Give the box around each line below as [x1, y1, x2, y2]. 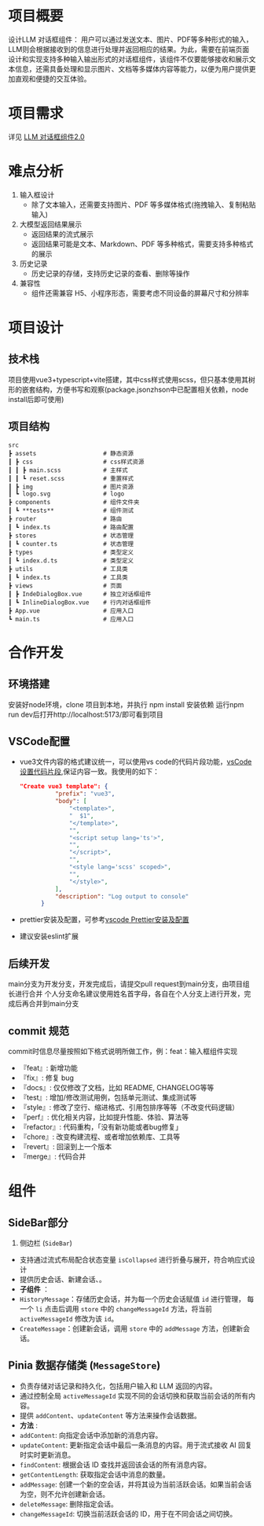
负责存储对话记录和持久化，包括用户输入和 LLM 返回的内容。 [19, 1381, 218, 1391]
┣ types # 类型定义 [8, 548, 134, 556]
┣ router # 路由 [8, 514, 123, 523]
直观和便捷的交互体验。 [14, 74, 91, 83]
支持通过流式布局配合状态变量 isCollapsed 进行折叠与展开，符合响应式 [19, 1255, 249, 1264]
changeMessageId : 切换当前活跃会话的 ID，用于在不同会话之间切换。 [19, 1509, 237, 1518]
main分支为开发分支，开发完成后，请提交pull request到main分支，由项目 [8, 979, 244, 989]
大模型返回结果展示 [19, 219, 82, 229]
